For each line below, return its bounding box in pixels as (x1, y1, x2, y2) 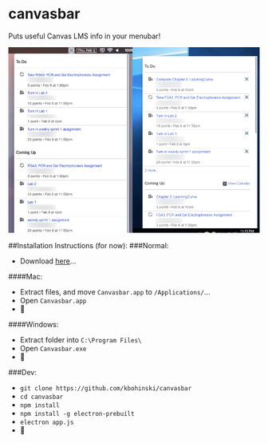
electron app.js (19, 418, 74, 427)
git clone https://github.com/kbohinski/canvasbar (19, 385, 192, 393)
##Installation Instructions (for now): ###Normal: (8, 241, 169, 251)
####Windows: (8, 320, 59, 330)
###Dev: (8, 368, 37, 378)
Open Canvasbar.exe (19, 344, 87, 354)
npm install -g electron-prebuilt (19, 410, 135, 418)
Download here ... (19, 256, 77, 266)
